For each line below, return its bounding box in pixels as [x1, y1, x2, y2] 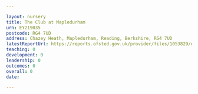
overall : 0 [6, 68, 33, 74]
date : [6, 74, 19, 80]
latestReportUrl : [6, 41, 49, 47]
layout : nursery [6, 14, 46, 19]
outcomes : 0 [6, 63, 35, 69]
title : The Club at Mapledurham [6, 19, 85, 25]
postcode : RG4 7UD [6, 30, 51, 36]
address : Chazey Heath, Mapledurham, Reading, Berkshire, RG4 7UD [6, 36, 173, 42]
